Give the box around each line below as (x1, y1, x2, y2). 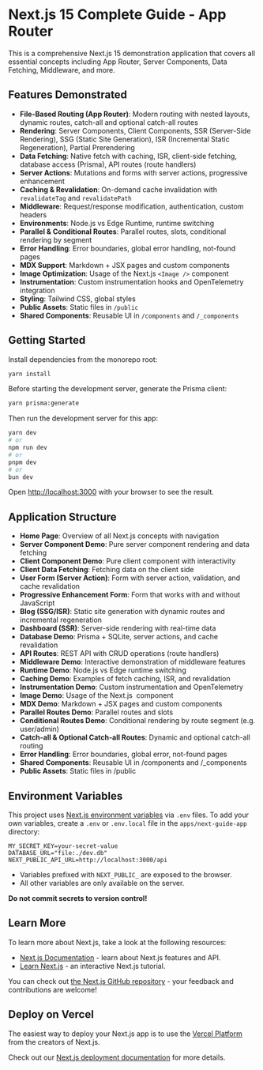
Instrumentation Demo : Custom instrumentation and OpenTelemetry (19, 682, 243, 692)
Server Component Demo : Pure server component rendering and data (19, 540, 250, 549)
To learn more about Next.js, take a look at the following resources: (8, 937, 227, 947)
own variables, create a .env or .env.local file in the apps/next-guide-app (8, 819, 247, 828)
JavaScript (19, 598, 55, 608)
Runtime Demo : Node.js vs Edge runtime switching (19, 665, 187, 675)
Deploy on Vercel (8, 1008, 95, 1021)
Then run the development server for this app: (8, 413, 159, 424)
